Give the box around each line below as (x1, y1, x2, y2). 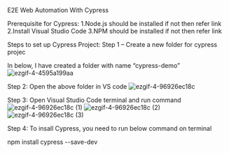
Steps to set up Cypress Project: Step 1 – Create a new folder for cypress (7, 41, 218, 48)
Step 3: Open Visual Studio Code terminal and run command (7, 96, 181, 104)
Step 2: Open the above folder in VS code (7, 82, 127, 90)
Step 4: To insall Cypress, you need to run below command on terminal (7, 124, 212, 132)
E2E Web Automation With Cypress (7, 6, 109, 14)
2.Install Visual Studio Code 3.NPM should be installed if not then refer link (7, 27, 222, 35)
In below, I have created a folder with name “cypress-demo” (7, 61, 181, 69)
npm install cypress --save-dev (7, 138, 98, 146)
